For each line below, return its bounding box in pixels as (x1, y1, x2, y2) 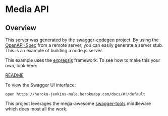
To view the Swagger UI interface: (5, 82, 76, 88)
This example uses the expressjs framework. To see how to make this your (5, 57, 160, 63)
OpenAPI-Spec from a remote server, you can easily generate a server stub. (5, 42, 163, 48)
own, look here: (5, 63, 38, 68)
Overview (5, 24, 37, 32)
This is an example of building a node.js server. (5, 48, 103, 53)
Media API (5, 4, 49, 15)
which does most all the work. (5, 106, 68, 111)
